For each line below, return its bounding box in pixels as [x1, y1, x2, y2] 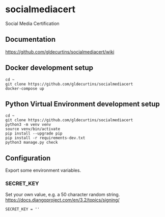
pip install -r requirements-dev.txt [5, 135, 86, 141]
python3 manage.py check [5, 140, 58, 145]
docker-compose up [5, 86, 44, 91]
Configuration [5, 154, 51, 162]
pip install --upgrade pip [5, 131, 63, 136]
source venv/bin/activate [5, 126, 60, 132]
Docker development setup [5, 64, 93, 72]
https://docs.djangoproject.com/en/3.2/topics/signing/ [5, 197, 120, 203]
